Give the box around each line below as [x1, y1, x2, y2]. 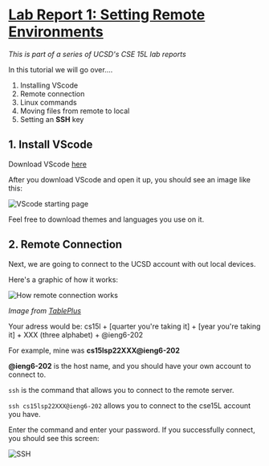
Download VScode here [8, 159, 87, 169]
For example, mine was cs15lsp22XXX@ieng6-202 [8, 345, 181, 355]
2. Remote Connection [8, 238, 123, 251]
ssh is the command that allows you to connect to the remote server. [8, 385, 234, 394]
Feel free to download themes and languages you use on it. [8, 215, 205, 224]
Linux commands [19, 97, 78, 107]
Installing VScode [19, 80, 79, 90]
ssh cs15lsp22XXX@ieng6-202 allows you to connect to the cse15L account [8, 400, 251, 411]
